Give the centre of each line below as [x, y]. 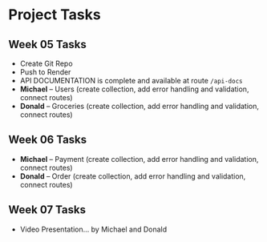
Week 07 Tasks [47, 210]
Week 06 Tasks [48, 140]
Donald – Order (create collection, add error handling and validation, [133, 176]
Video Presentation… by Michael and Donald [93, 229]
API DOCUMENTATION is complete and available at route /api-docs [131, 81]
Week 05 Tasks [47, 44]
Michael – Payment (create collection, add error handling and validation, [139, 159]
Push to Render [45, 72]
